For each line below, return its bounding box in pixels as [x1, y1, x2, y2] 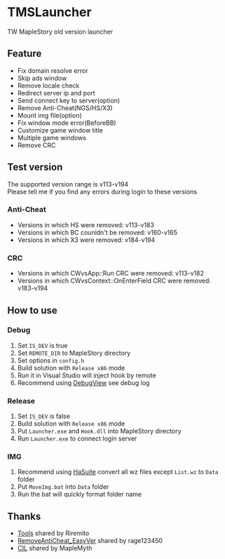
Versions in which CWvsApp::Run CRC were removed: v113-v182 [17, 269, 205, 278]
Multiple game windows [17, 133, 86, 142]
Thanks [7, 510, 41, 523]
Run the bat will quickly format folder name [17, 490, 142, 499]
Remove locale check [17, 81, 80, 90]
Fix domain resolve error [17, 66, 89, 74]
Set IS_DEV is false [17, 412, 70, 421]
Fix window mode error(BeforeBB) [17, 119, 117, 127]
